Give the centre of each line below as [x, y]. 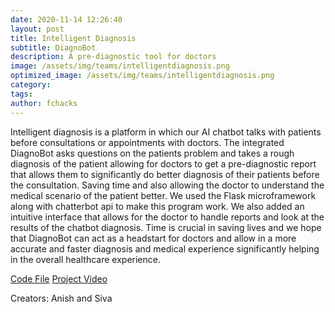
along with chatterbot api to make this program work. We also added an [157, 206]
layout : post [37, 29]
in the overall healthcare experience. [85, 259]
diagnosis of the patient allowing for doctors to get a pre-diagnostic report [163, 163]
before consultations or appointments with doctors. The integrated [147, 142]
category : [31, 85]
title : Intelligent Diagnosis [73, 38]
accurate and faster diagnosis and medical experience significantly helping [165, 248]
